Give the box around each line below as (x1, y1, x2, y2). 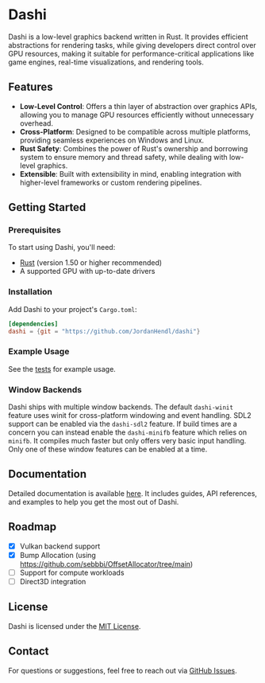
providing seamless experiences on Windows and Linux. (19, 135, 205, 145)
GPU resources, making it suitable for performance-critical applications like (8, 49, 255, 58)
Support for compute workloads (19, 568, 125, 577)
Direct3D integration (19, 576, 86, 586)
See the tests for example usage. (8, 364, 117, 373)
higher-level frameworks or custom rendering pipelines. (19, 178, 202, 187)
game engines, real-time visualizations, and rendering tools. (8, 57, 205, 67)
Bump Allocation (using (19, 550, 97, 560)
